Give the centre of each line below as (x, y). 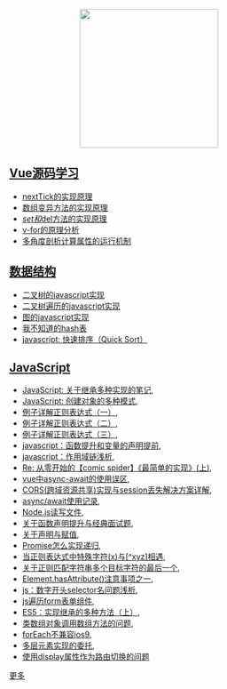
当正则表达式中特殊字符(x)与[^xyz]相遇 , (94, 557)
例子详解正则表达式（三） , (70, 435)
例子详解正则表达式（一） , (70, 413)
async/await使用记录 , (61, 501)
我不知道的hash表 (54, 328)
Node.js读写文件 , (53, 512)
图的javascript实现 (55, 316)
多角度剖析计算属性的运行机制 (76, 241)
